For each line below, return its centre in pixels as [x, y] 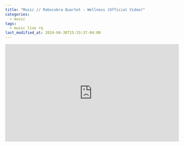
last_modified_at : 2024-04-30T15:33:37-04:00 [53, 33]
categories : [17, 14]
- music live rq [26, 28]
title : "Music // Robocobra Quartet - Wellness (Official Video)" [75, 10]
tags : [11, 24]
